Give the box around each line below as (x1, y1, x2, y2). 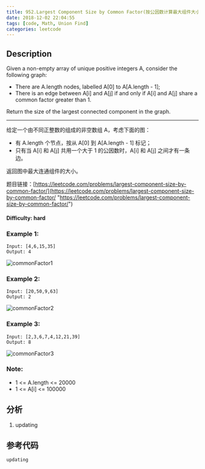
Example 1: (6, 230, 39, 238)
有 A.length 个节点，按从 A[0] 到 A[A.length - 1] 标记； (15, 139, 151, 147)
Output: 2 (6, 294, 32, 300)
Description (6, 48, 52, 59)
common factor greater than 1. (15, 96, 92, 104)
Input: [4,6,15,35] (6, 243, 56, 249)
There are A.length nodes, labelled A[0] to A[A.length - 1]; (15, 83, 160, 90)
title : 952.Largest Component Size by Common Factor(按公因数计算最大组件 (6, 9, 192, 15)
